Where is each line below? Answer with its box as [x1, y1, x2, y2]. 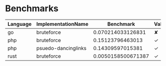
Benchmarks [5, 3, 59, 14]
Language [7, 21, 32, 27]
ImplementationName [36, 21, 89, 27]
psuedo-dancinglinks [36, 44, 87, 51]
